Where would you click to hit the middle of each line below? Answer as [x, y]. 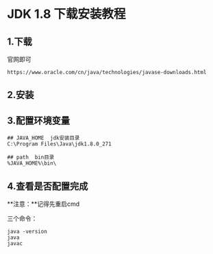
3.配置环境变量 [39, 120]
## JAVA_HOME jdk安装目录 [43, 138]
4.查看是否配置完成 [48, 186]
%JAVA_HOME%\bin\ [32, 163]
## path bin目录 [31, 158]
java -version [27, 232]
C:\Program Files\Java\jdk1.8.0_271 [59, 144]
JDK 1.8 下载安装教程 [66, 14]
